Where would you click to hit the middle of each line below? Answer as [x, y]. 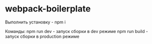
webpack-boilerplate [48, 9]
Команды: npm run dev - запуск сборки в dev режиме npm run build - [76, 31]
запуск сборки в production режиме [42, 36]
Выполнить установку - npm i [35, 22]
